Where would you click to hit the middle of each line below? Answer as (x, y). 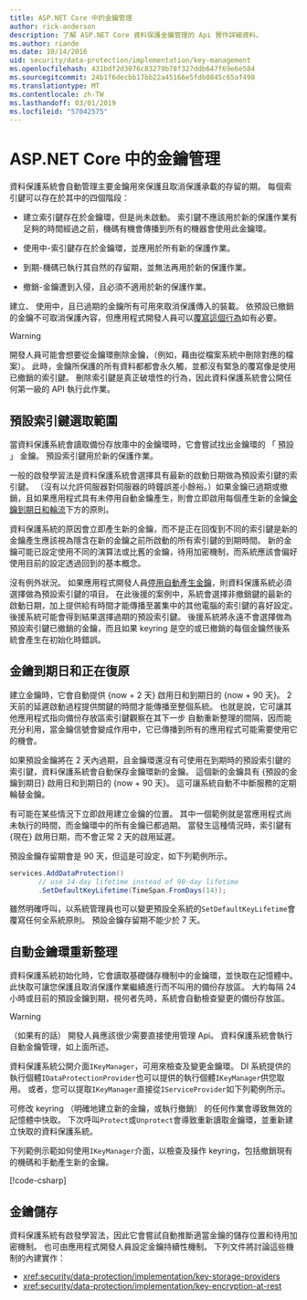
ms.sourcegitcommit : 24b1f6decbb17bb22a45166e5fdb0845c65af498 (132, 78)
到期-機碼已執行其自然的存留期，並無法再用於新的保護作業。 (137, 268)
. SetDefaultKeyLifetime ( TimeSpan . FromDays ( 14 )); (132, 890)
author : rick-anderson (53, 26)
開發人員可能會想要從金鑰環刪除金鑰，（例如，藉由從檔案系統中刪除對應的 (148, 355)
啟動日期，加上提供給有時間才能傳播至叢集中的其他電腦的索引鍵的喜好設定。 (153, 605)
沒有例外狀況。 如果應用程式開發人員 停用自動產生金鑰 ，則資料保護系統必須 (151, 582)
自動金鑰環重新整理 (64, 951)
